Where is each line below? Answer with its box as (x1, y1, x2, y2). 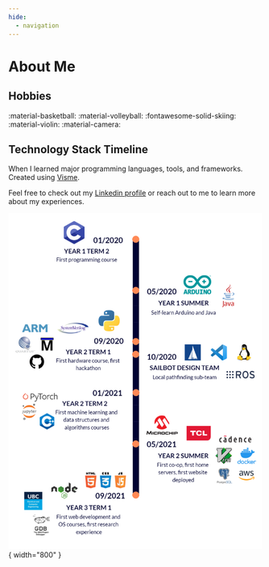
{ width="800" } (8, 550, 62, 560)
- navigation (15, 21, 60, 30)
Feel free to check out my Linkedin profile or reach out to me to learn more (8, 188, 256, 198)
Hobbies (8, 90, 52, 103)
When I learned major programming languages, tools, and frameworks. (8, 164, 243, 173)
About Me (8, 57, 76, 76)
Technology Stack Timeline (8, 142, 149, 156)
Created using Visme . (8, 173, 81, 182)
